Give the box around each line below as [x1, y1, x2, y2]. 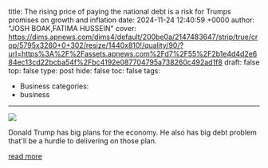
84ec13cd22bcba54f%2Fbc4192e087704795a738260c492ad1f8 [8, 57, 223, 67]
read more [8, 151, 42, 161]
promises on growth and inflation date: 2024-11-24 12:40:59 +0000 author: [8, 15, 255, 25]
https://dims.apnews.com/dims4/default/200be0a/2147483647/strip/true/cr [8, 32, 258, 41]
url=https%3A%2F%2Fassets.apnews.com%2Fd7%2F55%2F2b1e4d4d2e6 [8, 49, 258, 58]
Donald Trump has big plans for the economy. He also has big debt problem [8, 127, 257, 137]
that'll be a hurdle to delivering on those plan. [8, 136, 157, 146]
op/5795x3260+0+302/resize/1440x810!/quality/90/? [8, 41, 184, 50]
